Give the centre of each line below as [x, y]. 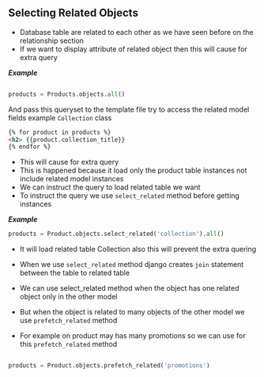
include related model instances [72, 179]
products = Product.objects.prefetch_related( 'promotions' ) [109, 366]
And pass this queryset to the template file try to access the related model [129, 109]
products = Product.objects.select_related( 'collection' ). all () [116, 234]
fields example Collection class [60, 117]
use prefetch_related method [68, 321]
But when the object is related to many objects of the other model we [132, 312]
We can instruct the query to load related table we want [110, 187]
